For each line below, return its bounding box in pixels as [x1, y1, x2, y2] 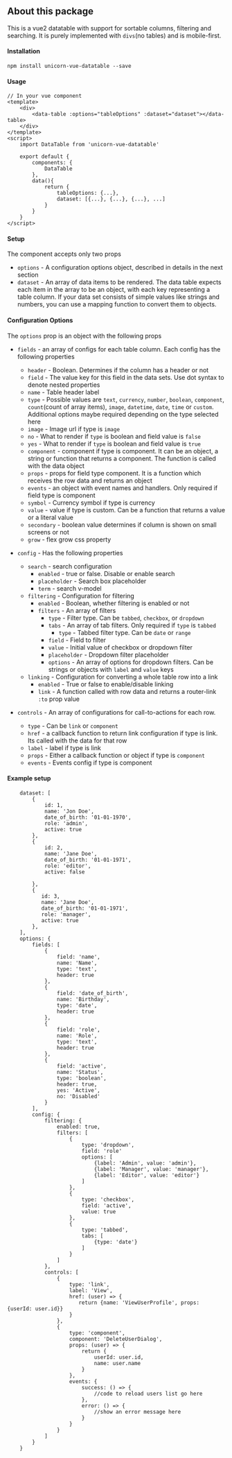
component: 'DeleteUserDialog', [69, 1335, 163, 1342]
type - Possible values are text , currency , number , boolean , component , [27, 395, 225, 403]
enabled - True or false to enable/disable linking [37, 679, 174, 688]
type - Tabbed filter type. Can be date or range [58, 628, 191, 636]
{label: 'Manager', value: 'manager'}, [93, 1165, 209, 1172]
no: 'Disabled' [56, 1093, 100, 1100]
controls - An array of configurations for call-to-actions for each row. [17, 708, 216, 716]
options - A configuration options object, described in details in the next [17, 263, 223, 272]
